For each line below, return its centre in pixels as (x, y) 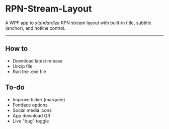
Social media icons (32, 110)
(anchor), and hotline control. (35, 28)
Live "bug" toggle (31, 121)
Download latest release (37, 60)
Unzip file (22, 66)
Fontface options (30, 105)
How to (17, 49)
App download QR (31, 115)
